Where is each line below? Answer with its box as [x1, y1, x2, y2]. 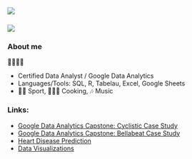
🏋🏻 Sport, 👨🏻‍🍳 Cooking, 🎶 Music [17, 87, 113, 96]
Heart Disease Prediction [17, 136, 91, 145]
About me [7, 42, 43, 52]
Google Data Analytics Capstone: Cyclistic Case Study [17, 121, 178, 130]
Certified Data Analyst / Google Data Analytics [17, 71, 154, 81]
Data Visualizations [17, 144, 75, 153]
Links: [7, 105, 29, 115]
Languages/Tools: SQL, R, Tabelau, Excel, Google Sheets [17, 79, 186, 88]
